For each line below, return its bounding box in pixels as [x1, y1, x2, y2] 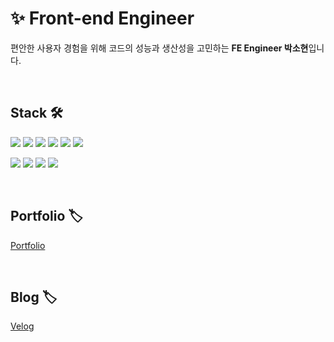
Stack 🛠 [10, 105, 63, 122]
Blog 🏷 [10, 288, 58, 306]
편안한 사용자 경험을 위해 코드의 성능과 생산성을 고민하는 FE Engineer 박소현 [10, 42, 309, 54]
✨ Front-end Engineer [10, 7, 195, 30]
